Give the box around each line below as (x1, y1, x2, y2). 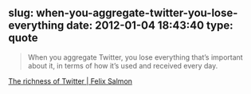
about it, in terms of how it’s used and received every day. (27, 61, 218, 70)
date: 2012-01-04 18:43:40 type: (66, 19, 233, 33)
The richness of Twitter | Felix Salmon (8, 76, 133, 86)
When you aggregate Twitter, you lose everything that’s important (27, 52, 243, 62)
